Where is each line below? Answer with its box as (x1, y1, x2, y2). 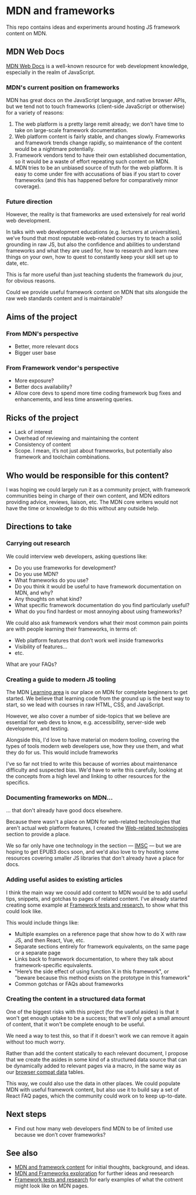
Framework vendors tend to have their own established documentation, (14, 152, 187, 159)
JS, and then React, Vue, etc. (14, 937, 85, 944)
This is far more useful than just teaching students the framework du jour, (6, 271, 183, 278)
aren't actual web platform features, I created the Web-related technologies (6, 824, 188, 832)
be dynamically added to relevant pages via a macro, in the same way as (6, 1062, 181, 1069)
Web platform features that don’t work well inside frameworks (14, 637, 164, 644)
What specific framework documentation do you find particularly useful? (14, 601, 190, 608)
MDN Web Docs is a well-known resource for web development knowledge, (6, 62, 189, 69)
